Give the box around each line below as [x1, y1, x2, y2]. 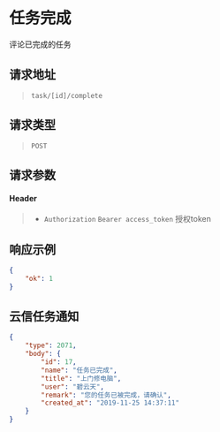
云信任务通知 [9, 308, 80, 323]
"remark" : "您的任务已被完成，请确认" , [41, 390, 172, 399]
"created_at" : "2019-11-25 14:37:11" [41, 398, 179, 407]
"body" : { [25, 350, 62, 359]
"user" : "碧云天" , [41, 382, 104, 391]
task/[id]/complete [30, 91, 103, 100]
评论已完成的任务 [9, 39, 72, 49]
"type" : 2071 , [25, 341, 77, 350]
